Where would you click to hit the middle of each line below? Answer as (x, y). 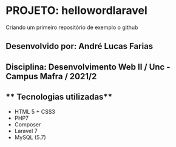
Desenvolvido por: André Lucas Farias (80, 46)
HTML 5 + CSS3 (35, 111)
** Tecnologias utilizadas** (59, 97)
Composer (28, 124)
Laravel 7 (26, 131)
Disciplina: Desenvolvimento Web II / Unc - (88, 67)
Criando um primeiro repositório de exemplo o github (72, 27)
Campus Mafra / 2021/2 (51, 76)
